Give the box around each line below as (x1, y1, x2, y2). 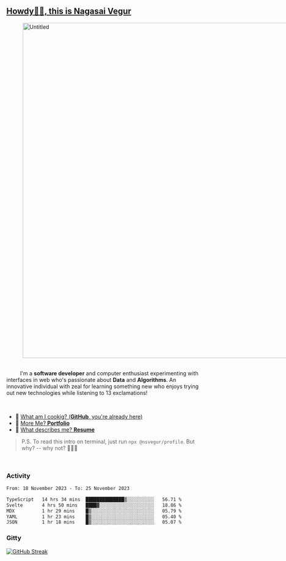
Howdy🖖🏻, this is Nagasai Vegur (6, 6, 131, 17)
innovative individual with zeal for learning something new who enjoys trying (6, 383, 199, 390)
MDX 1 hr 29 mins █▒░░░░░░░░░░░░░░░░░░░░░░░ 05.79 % (6, 508, 182, 514)
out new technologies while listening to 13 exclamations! (6, 389, 148, 396)
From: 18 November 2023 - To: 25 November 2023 (6, 486, 130, 492)
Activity (6, 471, 31, 480)
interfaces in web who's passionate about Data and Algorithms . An (6, 376, 177, 383)
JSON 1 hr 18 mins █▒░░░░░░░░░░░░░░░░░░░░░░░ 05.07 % (6, 519, 182, 525)
